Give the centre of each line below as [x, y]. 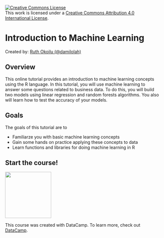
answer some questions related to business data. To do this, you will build [80, 89]
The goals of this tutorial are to [36, 127]
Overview [20, 67]
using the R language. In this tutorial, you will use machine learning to [75, 84]
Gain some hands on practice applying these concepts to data [75, 142]
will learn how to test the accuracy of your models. [56, 100]
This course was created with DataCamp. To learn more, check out [73, 225]
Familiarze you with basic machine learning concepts [66, 137]
